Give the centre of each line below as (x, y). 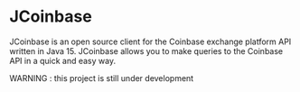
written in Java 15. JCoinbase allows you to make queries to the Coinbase (146, 51)
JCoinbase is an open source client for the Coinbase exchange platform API (150, 41)
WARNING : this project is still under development (102, 78)
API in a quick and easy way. (62, 60)
